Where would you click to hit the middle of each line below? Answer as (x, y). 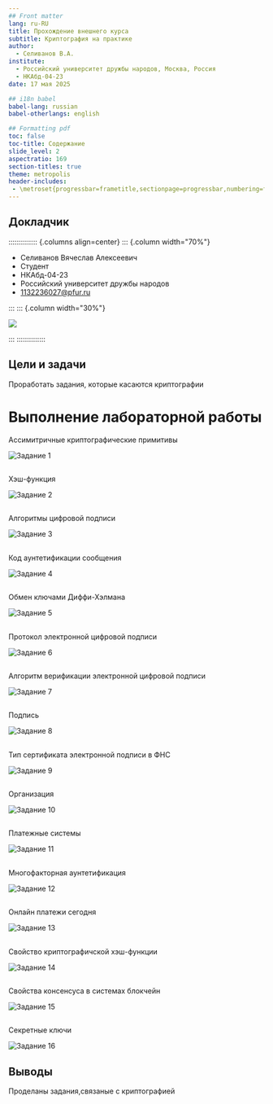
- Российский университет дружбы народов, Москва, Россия (116, 69)
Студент (35, 266)
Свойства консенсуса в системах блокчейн (84, 991)
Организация (31, 794)
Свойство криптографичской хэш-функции (83, 951)
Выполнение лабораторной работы (135, 417)
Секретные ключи (40, 1030)
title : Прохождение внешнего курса (69, 31)
